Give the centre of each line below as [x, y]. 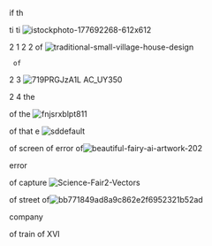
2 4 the [22, 97]
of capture [28, 182]
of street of [30, 200]
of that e [24, 131]
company [26, 217]
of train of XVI [34, 234]
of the [20, 114]
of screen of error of [46, 148]
